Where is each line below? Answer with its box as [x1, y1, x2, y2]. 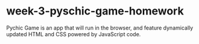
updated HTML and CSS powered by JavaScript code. [6, 30, 141, 37]
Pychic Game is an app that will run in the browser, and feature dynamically [6, 24, 194, 31]
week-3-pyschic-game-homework [6, 4, 184, 18]
